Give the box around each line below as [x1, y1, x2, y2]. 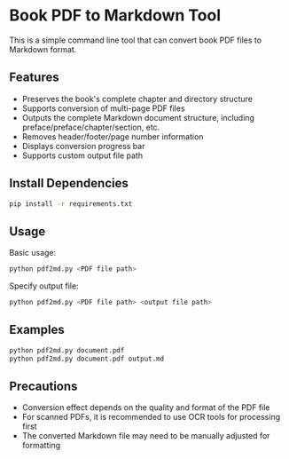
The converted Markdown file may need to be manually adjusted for [21, 431, 270, 441]
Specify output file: [9, 281, 79, 291]
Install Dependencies [9, 176, 129, 191]
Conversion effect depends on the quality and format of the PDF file [21, 402, 270, 413]
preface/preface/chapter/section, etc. [21, 122, 160, 132]
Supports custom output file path [21, 150, 144, 161]
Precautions [9, 378, 78, 393]
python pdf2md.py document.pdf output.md [9, 354, 165, 363]
